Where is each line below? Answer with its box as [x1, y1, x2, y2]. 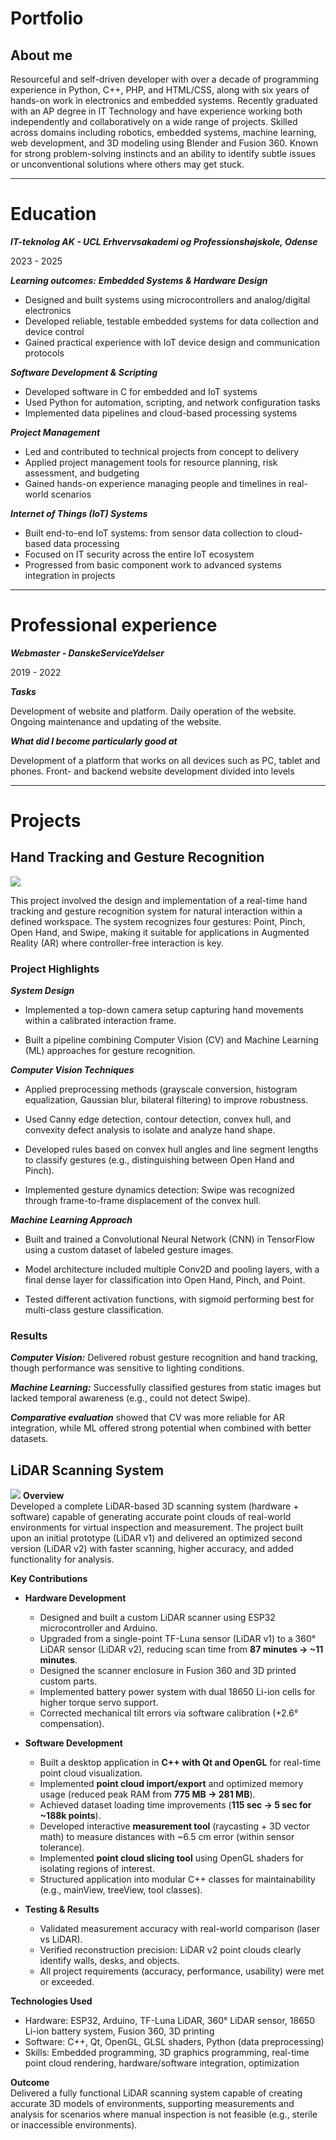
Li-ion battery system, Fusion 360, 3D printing [24, 2025, 215, 2037]
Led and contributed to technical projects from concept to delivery [24, 445, 300, 457]
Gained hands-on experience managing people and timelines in [24, 477, 287, 489]
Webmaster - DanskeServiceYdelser [10, 647, 165, 659]
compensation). [39, 1718, 105, 1730]
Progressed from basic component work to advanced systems [24, 558, 282, 571]
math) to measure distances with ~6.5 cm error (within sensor [39, 1831, 295, 1843]
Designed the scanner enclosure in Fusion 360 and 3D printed [39, 1665, 297, 1677]
